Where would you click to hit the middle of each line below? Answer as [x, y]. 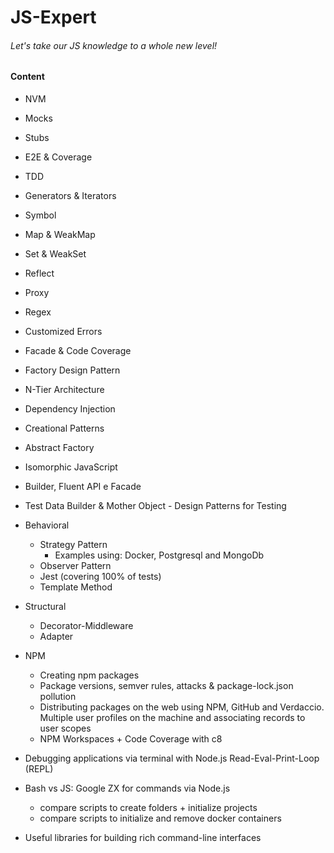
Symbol [40, 215]
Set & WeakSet [55, 254]
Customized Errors [63, 331]
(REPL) [39, 769]
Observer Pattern [75, 565]
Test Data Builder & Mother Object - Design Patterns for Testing [155, 505]
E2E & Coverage [58, 157]
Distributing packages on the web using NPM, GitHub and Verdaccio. [182, 707]
